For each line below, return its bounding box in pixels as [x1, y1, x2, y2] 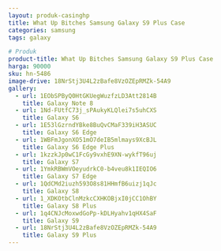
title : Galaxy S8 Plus [22, 202, 97, 210]
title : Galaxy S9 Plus [22, 231, 97, 239]
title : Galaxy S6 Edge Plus [22, 143, 114, 151]
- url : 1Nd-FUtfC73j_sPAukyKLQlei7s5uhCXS [15, 107, 157, 114]
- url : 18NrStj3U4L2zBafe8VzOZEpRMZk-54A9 [15, 224, 157, 232]
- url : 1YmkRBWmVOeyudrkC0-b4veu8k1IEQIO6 [15, 165, 157, 174]
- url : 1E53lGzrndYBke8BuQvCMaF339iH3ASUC [15, 122, 157, 129]
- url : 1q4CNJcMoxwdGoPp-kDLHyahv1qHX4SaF [15, 209, 157, 217]
